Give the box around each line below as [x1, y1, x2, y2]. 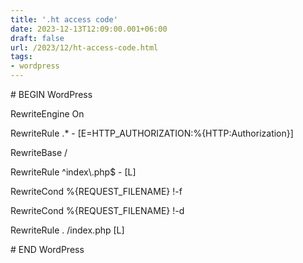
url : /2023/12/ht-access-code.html [10, 42, 159, 53]
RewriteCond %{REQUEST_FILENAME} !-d [10, 205, 185, 216]
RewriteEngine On [10, 108, 85, 120]
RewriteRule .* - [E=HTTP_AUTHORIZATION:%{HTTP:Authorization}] [10, 127, 294, 139]
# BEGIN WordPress [10, 89, 93, 100]
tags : [10, 52, 33, 62]
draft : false [10, 33, 65, 43]
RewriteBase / [10, 147, 68, 158]
